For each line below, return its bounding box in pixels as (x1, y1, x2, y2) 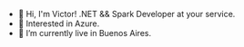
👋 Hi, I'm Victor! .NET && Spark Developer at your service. (17, 9, 236, 19)
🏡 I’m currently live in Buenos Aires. (17, 28, 152, 38)
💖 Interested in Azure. (17, 18, 100, 29)
